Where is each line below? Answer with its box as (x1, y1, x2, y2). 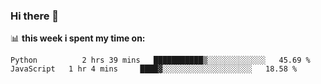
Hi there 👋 (10, 9, 60, 23)
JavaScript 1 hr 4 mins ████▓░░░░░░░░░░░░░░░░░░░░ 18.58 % (10, 64, 298, 74)
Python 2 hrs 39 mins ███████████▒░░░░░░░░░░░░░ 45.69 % (10, 55, 311, 66)
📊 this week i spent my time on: (10, 32, 146, 44)
